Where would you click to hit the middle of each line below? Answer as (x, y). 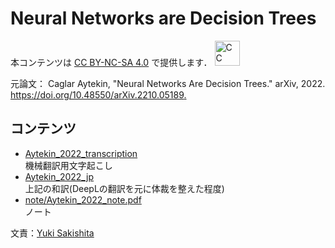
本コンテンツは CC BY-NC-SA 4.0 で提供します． (111, 62)
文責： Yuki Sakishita (52, 233)
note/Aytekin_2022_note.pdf (83, 199)
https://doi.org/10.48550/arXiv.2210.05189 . (98, 94)
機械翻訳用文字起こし (68, 165)
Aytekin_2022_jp (59, 176)
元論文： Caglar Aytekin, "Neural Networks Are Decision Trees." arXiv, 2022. (168, 83)
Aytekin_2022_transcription (81, 153)
